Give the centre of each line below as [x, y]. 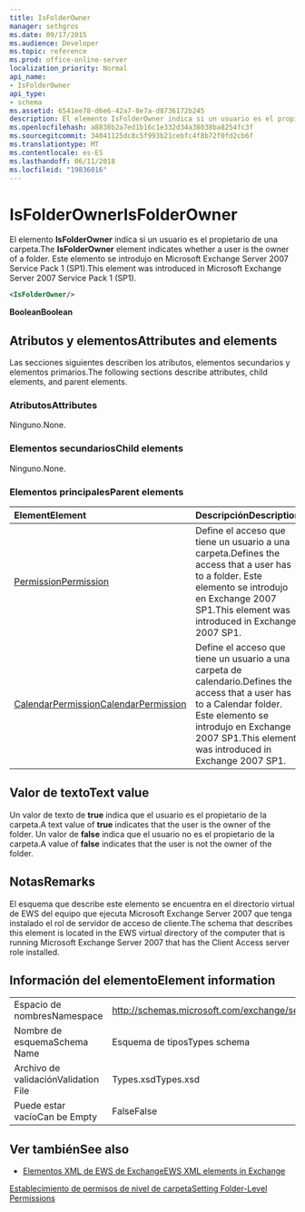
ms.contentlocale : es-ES [56, 152]
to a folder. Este [229, 575]
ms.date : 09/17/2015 [49, 34]
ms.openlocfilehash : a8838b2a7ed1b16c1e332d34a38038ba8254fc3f [132, 128]
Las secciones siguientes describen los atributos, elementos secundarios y [150, 362]
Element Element [50, 515]
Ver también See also [69, 1149]
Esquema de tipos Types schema [181, 1042]
